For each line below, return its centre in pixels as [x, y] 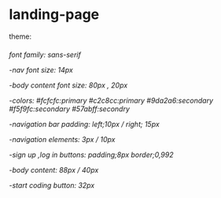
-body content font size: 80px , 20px [68, 85]
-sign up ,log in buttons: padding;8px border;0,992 [91, 155]
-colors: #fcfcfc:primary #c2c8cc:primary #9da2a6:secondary [111, 100]
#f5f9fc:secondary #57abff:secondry [70, 109]
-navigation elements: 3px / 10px [62, 139]
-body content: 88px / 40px [54, 170]
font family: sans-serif [45, 54]
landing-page [54, 15]
